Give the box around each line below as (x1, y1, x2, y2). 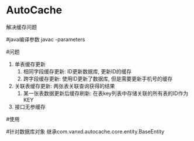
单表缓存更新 (14, 61, 46, 68)
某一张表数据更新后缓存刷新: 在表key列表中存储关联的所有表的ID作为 (23, 90, 189, 97)
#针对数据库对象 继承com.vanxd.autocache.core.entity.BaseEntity (6, 128, 165, 135)
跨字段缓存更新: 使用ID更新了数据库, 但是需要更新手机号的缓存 (23, 75, 173, 82)
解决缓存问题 (6, 23, 37, 30)
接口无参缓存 (14, 103, 46, 110)
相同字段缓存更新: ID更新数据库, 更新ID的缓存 (23, 68, 132, 75)
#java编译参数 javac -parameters (6, 36, 85, 43)
